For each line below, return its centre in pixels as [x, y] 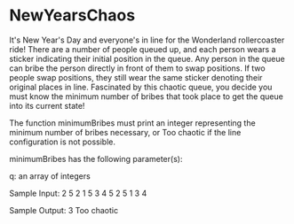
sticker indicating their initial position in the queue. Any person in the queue [147, 58]
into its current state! [47, 105]
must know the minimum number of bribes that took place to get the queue [147, 96]
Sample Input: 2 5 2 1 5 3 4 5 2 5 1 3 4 [78, 193]
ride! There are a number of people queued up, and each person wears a [143, 49]
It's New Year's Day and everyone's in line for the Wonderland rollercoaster [147, 40]
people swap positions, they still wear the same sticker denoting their [136, 77]
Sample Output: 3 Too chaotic [64, 210]
